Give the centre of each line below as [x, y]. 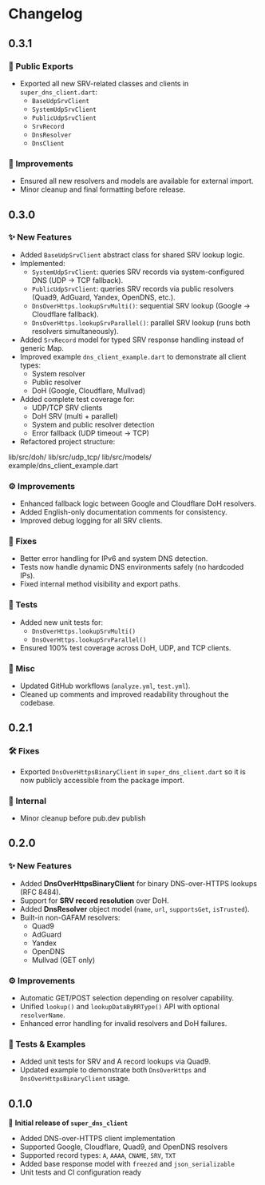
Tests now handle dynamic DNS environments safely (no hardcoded [132, 567]
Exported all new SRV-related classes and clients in [104, 83]
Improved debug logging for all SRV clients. [91, 521]
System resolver [59, 373]
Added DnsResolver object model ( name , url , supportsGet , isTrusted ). [134, 909]
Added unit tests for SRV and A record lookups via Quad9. [115, 1062]
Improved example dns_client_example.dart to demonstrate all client [133, 356]
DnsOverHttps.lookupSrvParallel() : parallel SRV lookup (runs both [141, 322]
